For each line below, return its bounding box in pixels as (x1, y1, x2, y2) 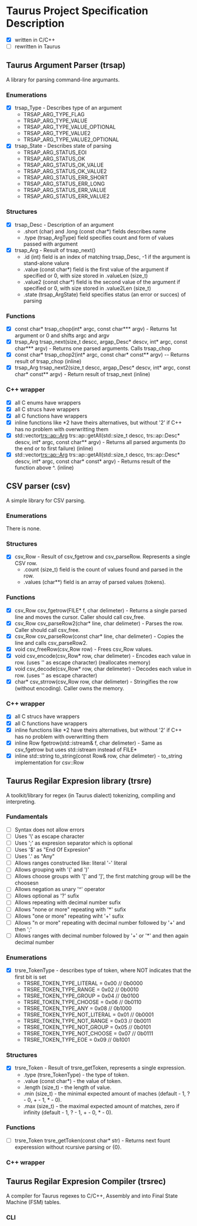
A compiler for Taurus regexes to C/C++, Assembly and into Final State (6, 1192, 178, 1199)
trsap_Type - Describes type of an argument (14, 105, 122, 112)
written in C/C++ (14, 36, 56, 43)
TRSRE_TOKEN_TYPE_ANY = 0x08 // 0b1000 (23, 1005, 132, 1012)
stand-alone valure (23, 259, 69, 266)
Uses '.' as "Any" (14, 853, 55, 860)
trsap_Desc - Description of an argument (14, 221, 114, 228)
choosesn (14, 879, 39, 886)
